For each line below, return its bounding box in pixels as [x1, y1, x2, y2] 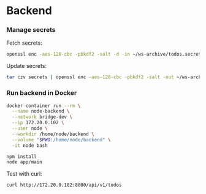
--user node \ [12, 125, 48, 132]
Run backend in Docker [6, 89, 77, 97]
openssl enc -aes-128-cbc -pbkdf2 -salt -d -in [6, 51, 131, 58]
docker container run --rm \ [6, 102, 81, 109]
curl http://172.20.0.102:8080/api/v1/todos [6, 182, 122, 188]
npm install [6, 154, 37, 160]
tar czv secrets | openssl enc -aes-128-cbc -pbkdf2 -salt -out [6, 74, 174, 80]
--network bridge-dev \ [12, 114, 72, 120]
